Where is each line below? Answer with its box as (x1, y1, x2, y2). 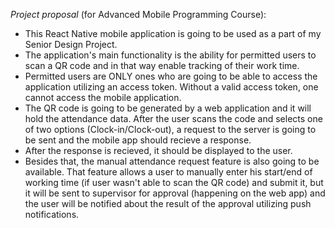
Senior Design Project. (24, 39, 118, 50)
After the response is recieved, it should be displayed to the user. (24, 145, 293, 156)
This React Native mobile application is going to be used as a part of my (24, 28, 322, 39)
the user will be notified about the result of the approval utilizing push (24, 198, 312, 209)
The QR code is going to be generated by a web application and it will (24, 102, 312, 114)
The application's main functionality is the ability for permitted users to (24, 49, 317, 61)
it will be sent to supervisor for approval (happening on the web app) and (24, 187, 326, 199)
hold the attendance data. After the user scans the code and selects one (24, 113, 323, 124)
